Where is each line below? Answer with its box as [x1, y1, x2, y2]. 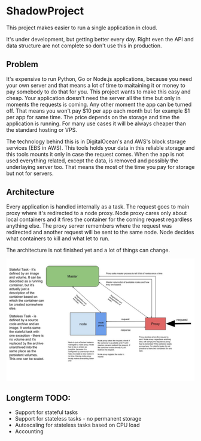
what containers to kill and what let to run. [6, 235, 109, 242]
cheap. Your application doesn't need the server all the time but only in [6, 94, 181, 101]
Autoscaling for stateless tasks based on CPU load [14, 421, 140, 429]
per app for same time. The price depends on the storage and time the [6, 113, 180, 120]
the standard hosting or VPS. [6, 126, 78, 133]
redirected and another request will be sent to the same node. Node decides [6, 228, 194, 235]
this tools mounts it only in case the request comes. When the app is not [6, 150, 184, 158]
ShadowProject [6, 4, 84, 18]
